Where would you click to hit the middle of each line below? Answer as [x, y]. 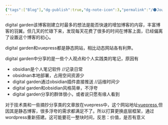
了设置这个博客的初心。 [29, 37]
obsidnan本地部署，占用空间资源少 [48, 75]
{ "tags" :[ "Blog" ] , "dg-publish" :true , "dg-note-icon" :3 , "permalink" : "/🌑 [81, 10]
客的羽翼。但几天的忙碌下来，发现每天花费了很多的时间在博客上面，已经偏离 [84, 31]
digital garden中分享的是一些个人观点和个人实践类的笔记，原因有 [72, 58]
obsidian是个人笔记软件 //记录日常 [47, 69]
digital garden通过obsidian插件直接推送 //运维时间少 [66, 81]
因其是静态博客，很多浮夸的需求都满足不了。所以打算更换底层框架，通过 [79, 111]
